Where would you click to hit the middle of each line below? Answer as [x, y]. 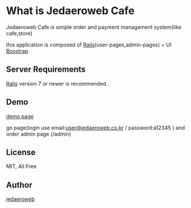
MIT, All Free [21, 166]
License [21, 152]
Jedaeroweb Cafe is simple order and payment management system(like [94, 27]
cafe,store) [19, 33]
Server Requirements [46, 70]
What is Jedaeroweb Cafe [71, 11]
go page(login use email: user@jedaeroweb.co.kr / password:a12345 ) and [95, 128]
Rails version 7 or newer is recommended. [57, 83]
